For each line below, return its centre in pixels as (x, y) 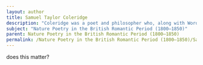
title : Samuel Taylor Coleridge (47, 17)
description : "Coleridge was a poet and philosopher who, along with (96, 23)
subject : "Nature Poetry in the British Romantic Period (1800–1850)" (97, 29)
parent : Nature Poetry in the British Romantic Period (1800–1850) (93, 34)
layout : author (25, 12)
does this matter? (28, 57)
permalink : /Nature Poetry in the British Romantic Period (82, 40)
